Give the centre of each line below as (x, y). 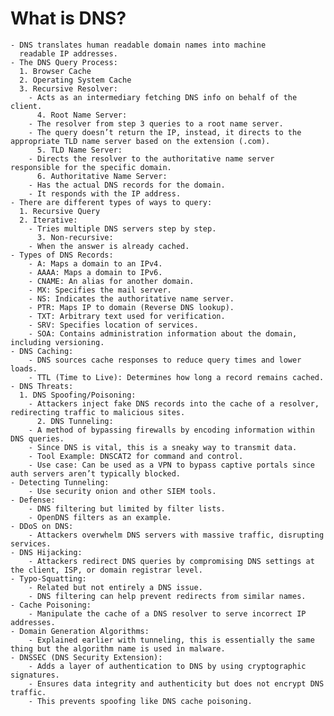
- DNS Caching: (42, 351)
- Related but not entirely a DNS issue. (115, 587)
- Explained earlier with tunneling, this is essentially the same (171, 640)
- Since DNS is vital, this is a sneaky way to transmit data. (163, 447)
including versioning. (57, 342)
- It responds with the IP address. (105, 193)
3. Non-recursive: (75, 237)
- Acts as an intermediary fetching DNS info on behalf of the (163, 97)
